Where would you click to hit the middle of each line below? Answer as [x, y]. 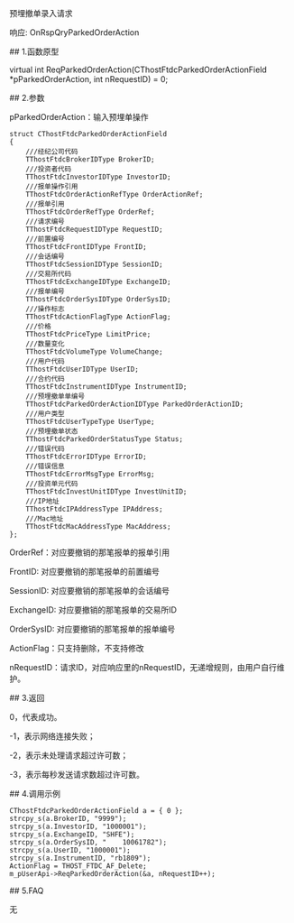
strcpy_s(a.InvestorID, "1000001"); [78, 826]
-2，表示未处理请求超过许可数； [69, 755]
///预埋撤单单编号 [55, 396]
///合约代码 [45, 379]
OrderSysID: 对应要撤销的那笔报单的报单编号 [92, 629]
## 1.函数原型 [34, 51]
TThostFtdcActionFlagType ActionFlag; [98, 317]
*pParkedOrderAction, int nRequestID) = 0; [89, 79]
